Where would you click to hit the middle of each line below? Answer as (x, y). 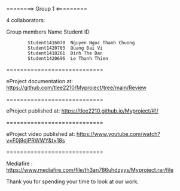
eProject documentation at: (40, 81)
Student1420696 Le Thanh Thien (68, 59)
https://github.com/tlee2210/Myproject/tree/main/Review (76, 87)
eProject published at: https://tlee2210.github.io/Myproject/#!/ (82, 111)
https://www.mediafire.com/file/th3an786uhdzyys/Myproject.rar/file (90, 170)
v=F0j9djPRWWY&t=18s (36, 140)
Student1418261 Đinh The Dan (65, 53)
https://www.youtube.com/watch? (118, 134)
